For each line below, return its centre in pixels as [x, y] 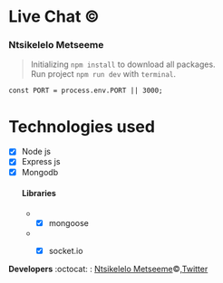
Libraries [39, 193]
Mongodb [40, 172]
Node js [36, 152]
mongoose [69, 222]
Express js [41, 162]
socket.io [66, 250]
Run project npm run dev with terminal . [103, 74]
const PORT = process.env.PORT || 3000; [86, 91]
